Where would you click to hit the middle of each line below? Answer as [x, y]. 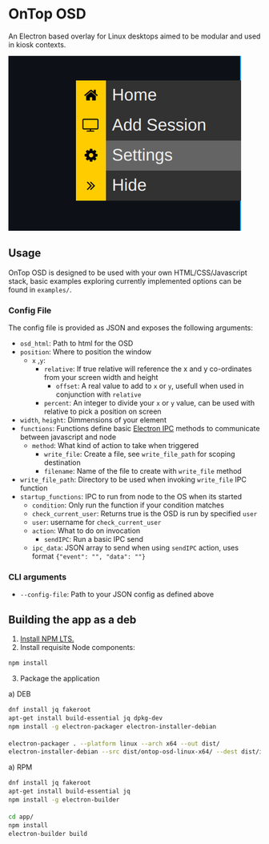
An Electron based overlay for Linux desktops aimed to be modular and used [134, 36]
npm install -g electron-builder [64, 800]
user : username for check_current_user [96, 523]
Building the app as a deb [72, 619]
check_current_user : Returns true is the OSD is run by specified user [145, 514]
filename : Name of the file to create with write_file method [143, 471]
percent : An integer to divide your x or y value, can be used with [149, 403]
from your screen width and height [101, 378]
